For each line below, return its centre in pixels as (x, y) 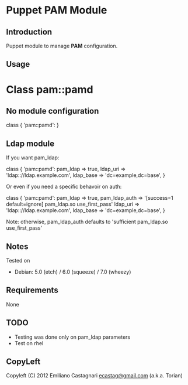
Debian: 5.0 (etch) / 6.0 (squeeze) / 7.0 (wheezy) (73, 272)
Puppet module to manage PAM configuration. (62, 46)
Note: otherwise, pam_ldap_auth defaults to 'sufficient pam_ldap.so (87, 222)
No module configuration (53, 111)
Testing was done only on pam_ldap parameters (72, 337)
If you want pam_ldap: (33, 158)
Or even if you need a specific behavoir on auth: (64, 187)
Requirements (32, 290)
